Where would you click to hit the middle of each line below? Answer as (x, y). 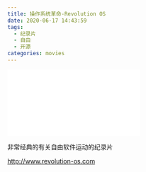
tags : (15, 27)
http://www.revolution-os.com (51, 161)
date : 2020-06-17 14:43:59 (47, 21)
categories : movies (36, 54)
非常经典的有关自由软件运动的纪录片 (60, 147)
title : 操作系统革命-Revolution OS (57, 14)
